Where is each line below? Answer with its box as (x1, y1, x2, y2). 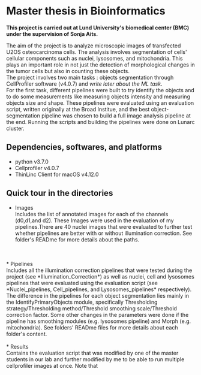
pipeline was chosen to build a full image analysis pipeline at (41, 112, 191, 119)
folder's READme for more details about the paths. (14, 235, 140, 243)
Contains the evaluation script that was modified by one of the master (6, 349, 179, 356)
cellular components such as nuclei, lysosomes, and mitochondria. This (6, 55, 183, 62)
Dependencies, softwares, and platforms (6, 142, 162, 152)
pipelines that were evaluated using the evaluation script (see (6, 279, 158, 286)
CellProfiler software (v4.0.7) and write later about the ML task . (6, 80, 163, 87)
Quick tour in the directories (6, 188, 113, 198)
